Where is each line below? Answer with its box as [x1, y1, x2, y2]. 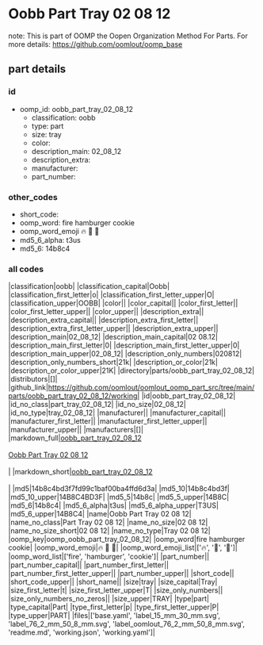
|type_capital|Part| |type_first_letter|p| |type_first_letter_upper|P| [8, 602, 219, 612]
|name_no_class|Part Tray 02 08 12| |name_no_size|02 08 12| [8, 517, 208, 528]
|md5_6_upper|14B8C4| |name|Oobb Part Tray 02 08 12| [8, 509, 192, 519]
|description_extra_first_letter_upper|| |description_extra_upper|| [8, 324, 219, 333]
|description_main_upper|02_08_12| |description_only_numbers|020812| [8, 349, 242, 359]
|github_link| [8, 382, 49, 393]
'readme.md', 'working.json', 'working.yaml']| [8, 628, 156, 637]
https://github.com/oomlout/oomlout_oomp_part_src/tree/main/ [48, 382, 255, 393]
